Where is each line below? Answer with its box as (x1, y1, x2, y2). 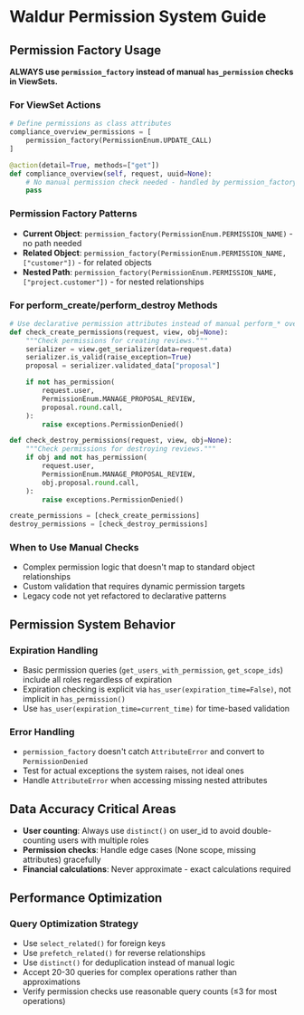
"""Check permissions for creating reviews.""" (25, 336, 208, 345)
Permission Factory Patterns (9, 207, 138, 220)
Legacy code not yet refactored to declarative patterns (22, 590, 227, 601)
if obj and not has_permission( (25, 453, 147, 463)
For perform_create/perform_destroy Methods (9, 299, 219, 311)
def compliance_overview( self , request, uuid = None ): (9, 169, 213, 178)
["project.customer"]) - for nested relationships (22, 276, 204, 287)
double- (242, 826, 272, 837)
